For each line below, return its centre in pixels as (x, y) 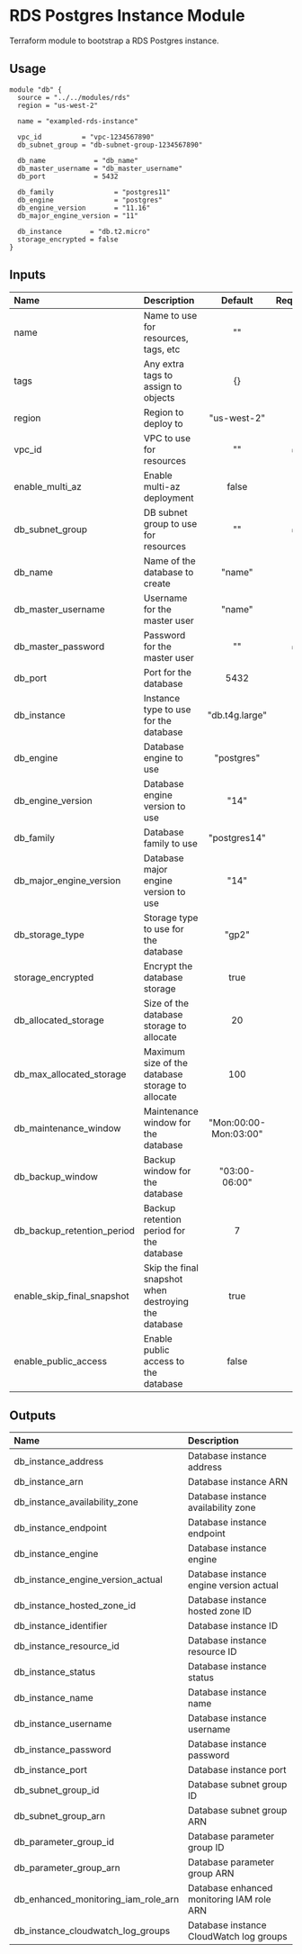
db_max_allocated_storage (70, 1074)
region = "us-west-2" (58, 105)
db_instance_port (51, 1770)
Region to (164, 412)
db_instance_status (55, 1672)
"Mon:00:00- (237, 1122)
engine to (164, 757)
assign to (163, 386)
